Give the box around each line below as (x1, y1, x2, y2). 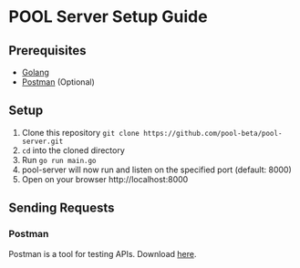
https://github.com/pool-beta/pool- (143, 129, 283, 138)
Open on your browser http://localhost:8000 (21, 173, 189, 184)
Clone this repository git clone (21, 127, 140, 138)
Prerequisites (8, 43, 87, 58)
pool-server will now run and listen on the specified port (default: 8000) (21, 164, 293, 175)
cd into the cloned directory (21, 144, 125, 156)
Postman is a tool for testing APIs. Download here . (8, 248, 197, 259)
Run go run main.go (21, 154, 97, 165)
